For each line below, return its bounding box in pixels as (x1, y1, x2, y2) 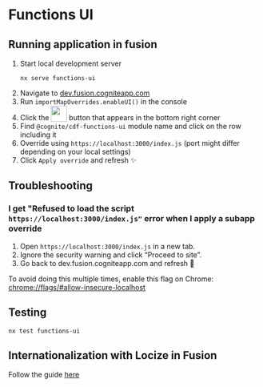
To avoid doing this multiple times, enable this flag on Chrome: (8, 274, 214, 284)
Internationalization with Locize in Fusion (8, 349, 217, 362)
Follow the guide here (8, 370, 80, 380)
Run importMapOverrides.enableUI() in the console (19, 97, 188, 106)
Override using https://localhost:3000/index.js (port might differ (19, 139, 240, 147)
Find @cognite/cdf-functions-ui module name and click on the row (19, 122, 241, 131)
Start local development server (19, 58, 122, 68)
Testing (8, 306, 47, 320)
